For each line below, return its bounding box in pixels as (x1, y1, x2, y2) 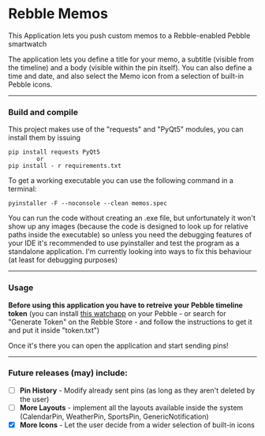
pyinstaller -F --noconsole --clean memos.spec (8, 199, 168, 207)
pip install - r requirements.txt (8, 162, 122, 170)
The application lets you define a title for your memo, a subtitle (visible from (8, 54, 254, 64)
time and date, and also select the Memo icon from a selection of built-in (8, 71, 244, 80)
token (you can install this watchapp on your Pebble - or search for (8, 308, 226, 318)
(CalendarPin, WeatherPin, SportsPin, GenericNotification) (19, 412, 209, 421)
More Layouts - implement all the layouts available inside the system (19, 403, 244, 412)
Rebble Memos (8, 5, 109, 23)
